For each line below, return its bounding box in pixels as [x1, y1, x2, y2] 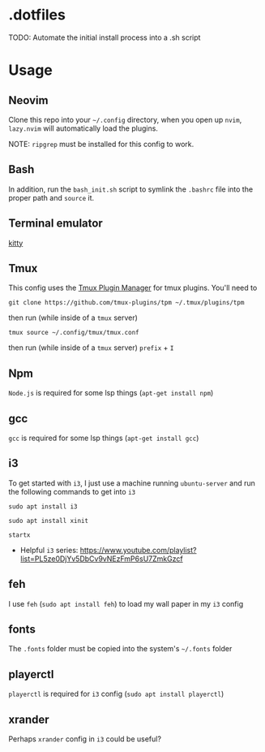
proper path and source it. [8, 192, 95, 202]
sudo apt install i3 [8, 502, 79, 511]
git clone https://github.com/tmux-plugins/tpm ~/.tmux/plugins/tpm [8, 299, 245, 307]
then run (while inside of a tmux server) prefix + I [8, 343, 174, 352]
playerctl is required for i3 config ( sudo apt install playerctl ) [8, 689, 224, 699]
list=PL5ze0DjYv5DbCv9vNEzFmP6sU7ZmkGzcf [19, 554, 184, 564]
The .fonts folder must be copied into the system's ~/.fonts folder [8, 644, 233, 654]
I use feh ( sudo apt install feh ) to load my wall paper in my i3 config [8, 599, 244, 608]
